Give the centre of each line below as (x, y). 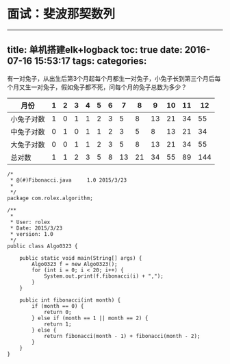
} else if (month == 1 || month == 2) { (90, 318)
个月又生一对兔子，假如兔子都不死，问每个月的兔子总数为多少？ (97, 87)
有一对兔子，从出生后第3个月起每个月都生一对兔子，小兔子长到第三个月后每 (114, 78)
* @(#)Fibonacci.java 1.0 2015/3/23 (68, 180)
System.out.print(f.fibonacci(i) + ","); (104, 276)
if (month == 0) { (58, 306)
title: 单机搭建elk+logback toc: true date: (95, 50)
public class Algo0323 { (42, 246)
